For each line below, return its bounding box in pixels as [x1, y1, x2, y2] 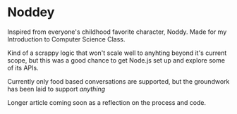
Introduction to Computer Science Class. [7, 34, 126, 43]
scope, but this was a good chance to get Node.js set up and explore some [7, 56, 226, 64]
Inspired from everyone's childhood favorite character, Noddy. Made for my [7, 27, 227, 36]
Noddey [7, 4, 55, 20]
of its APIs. [7, 63, 39, 72]
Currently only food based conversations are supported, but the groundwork [7, 77, 230, 85]
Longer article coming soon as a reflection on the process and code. [7, 98, 207, 106]
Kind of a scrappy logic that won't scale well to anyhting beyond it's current [7, 49, 227, 57]
